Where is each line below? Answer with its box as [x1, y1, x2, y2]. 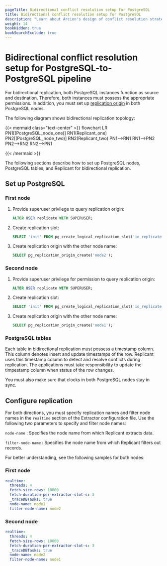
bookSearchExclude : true [5, 30, 57, 35]
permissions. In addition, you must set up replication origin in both [5, 100, 141, 106]
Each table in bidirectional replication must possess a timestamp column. [5, 346, 155, 352]
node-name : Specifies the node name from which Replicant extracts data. [5, 430, 154, 436]
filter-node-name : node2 [9, 506, 61, 511]
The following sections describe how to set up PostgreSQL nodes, [5, 160, 141, 166]
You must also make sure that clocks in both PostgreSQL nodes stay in [5, 377, 150, 383]
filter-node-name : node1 [9, 557, 61, 562]
